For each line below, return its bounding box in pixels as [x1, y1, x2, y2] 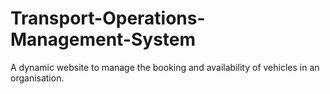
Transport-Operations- [10, 7, 206, 30]
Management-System [10, 28, 197, 51]
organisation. [10, 72, 65, 84]
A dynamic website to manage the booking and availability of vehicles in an [10, 61, 320, 73]
